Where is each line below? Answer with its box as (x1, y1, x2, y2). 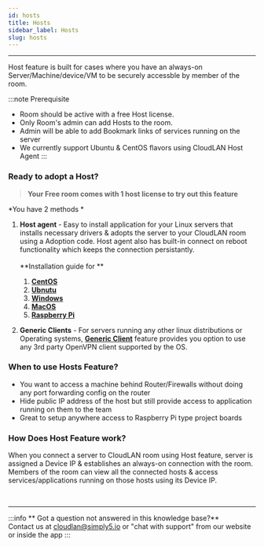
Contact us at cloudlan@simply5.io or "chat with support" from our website (8, 522, 251, 531)
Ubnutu (31, 285, 57, 294)
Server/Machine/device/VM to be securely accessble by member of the (8, 71, 240, 80)
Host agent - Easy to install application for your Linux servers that (19, 220, 233, 229)
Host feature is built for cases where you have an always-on (8, 62, 203, 72)
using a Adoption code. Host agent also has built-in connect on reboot (19, 236, 247, 246)
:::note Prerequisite (8, 94, 70, 104)
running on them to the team (19, 405, 112, 414)
